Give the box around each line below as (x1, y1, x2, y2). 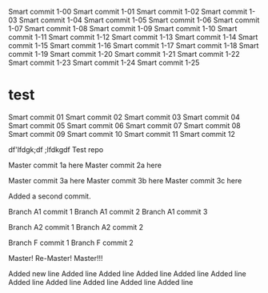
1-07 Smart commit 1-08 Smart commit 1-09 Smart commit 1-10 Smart (8, 24, 238, 33)
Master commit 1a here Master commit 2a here (8, 160, 162, 170)
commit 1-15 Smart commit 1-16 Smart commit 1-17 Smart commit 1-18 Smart (8, 41, 259, 50)
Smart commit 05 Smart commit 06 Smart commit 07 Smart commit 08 (8, 120, 242, 130)
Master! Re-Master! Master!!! (8, 253, 103, 263)
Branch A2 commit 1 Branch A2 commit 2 (8, 222, 144, 231)
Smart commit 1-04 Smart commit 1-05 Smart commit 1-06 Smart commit (18, 15, 260, 25)
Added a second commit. (8, 191, 91, 201)
